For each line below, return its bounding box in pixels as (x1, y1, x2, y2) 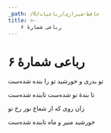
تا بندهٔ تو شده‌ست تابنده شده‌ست (8, 91, 95, 99)
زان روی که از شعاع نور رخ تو (8, 104, 85, 113)
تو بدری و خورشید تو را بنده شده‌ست (8, 77, 104, 85)
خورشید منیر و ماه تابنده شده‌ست (8, 118, 96, 127)
